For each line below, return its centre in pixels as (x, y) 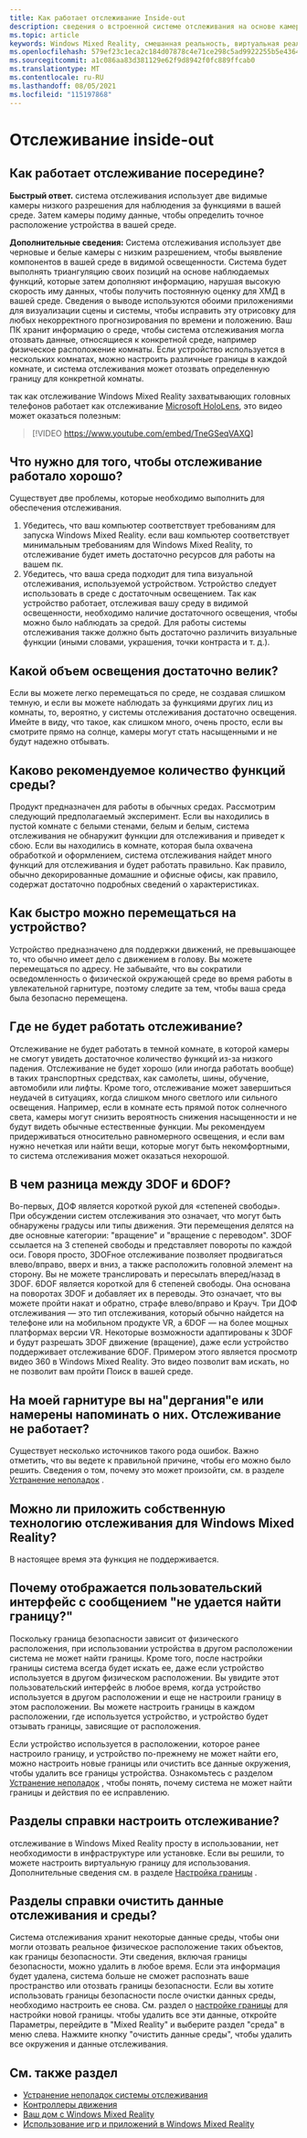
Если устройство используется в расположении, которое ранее (135, 1744)
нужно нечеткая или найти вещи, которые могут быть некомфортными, (150, 1146)
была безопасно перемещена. (69, 998)
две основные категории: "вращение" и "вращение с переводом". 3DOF (151, 1235)
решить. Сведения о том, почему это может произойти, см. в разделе (147, 1470)
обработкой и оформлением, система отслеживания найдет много (141, 855)
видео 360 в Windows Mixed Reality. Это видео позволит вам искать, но (149, 1362)
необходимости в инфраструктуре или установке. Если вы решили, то (147, 1853)
